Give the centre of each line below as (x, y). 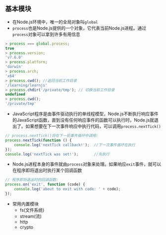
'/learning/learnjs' (27, 85)
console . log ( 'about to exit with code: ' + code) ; (67, 189)
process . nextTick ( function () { (38, 140)
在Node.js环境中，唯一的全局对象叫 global (55, 22)
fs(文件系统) (32, 210)
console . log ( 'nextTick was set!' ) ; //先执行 (57, 154)
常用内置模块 (25, 204)
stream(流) (31, 216)
